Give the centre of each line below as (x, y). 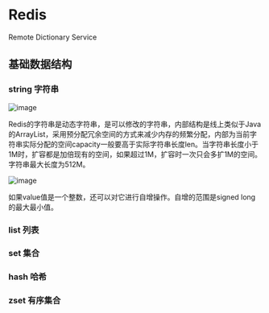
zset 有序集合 (35, 301)
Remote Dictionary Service (53, 37)
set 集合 (24, 253)
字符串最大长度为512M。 (49, 164)
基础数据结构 (40, 65)
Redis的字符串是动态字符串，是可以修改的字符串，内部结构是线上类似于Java (135, 124)
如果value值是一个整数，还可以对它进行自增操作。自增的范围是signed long (132, 197)
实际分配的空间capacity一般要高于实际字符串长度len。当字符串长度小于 (141, 144)
